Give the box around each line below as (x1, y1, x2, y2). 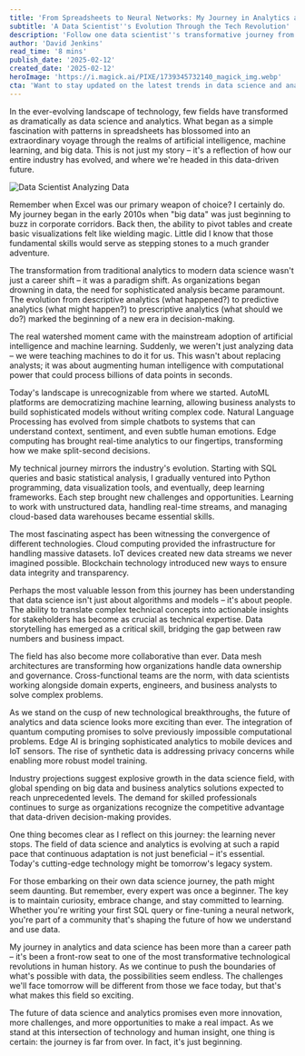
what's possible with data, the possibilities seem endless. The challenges (9, 970, 283, 981)
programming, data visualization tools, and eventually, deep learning (9, 482, 265, 493)
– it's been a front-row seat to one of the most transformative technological (9, 951, 290, 961)
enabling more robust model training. (9, 755, 148, 766)
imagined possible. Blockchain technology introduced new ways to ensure (9, 557, 288, 568)
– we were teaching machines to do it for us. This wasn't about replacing (9, 350, 281, 361)
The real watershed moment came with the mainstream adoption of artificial (9, 331, 293, 342)
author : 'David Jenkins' (9, 38, 103, 48)
